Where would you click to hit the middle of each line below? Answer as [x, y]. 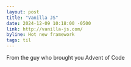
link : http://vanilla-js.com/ [45, 29]
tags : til [19, 40]
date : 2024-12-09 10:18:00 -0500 [49, 23]
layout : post [23, 12]
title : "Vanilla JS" [33, 18]
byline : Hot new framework [41, 35]
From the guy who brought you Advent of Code [65, 58]
